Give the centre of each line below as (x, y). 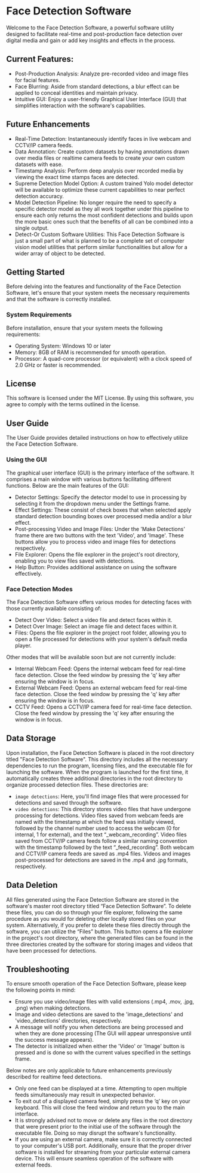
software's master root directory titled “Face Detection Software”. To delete (99, 906)
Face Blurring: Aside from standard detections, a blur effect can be (97, 86)
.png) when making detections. (53, 1008)
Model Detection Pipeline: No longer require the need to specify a (96, 202)
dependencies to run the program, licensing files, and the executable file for (99, 766)
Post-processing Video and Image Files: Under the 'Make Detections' (100, 529)
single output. (32, 228)
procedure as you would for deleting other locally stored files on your (91, 918)
